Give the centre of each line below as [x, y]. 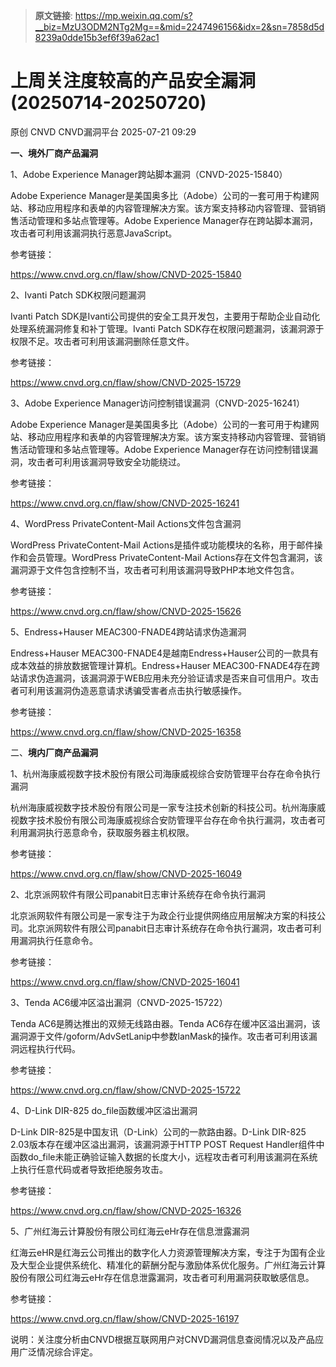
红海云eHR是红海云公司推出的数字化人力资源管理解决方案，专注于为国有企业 [168, 1252]
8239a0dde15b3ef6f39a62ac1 [97, 37]
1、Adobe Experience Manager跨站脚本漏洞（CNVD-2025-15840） [149, 174]
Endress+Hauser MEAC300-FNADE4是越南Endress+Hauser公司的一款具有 [164, 653]
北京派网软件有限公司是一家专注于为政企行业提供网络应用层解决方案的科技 [163, 915]
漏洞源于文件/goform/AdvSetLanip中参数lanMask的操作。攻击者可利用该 [159, 1036]
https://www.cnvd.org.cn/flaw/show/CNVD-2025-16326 [126, 1210]
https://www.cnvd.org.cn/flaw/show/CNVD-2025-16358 [126, 731]
